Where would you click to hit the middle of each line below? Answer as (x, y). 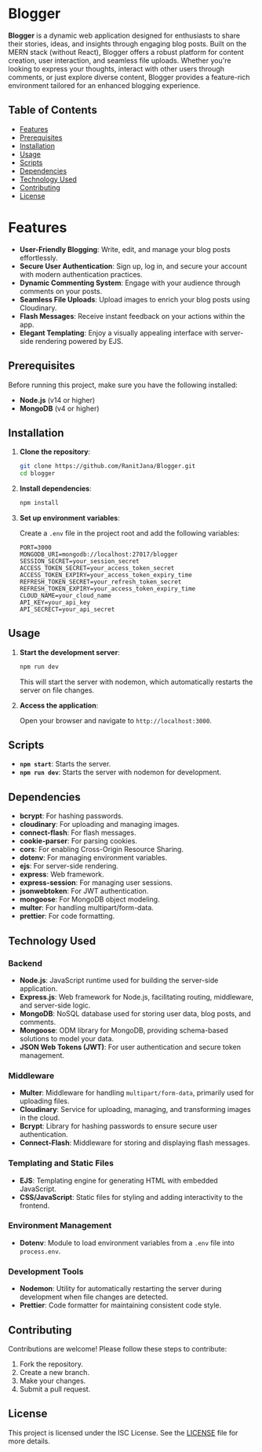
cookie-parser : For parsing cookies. (78, 841)
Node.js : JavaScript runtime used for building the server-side (119, 980)
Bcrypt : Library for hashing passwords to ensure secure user (118, 1126)
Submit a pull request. (55, 1389)
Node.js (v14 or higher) (57, 400)
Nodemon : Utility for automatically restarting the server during (120, 1289)
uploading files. (44, 1101)
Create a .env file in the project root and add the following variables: (129, 533)
